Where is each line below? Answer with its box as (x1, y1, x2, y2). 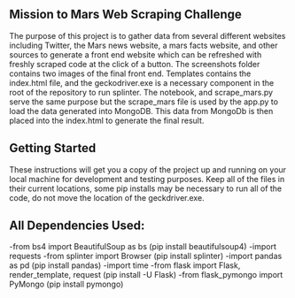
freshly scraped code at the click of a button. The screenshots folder (9, 58, 260, 69)
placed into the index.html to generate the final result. (9, 115, 205, 126)
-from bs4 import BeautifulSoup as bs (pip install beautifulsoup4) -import (9, 241, 277, 252)
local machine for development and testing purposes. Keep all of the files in (9, 173, 285, 184)
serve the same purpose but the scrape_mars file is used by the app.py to (9, 96, 279, 107)
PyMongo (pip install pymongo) (9, 279, 124, 290)
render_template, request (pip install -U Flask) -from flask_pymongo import (9, 270, 283, 280)
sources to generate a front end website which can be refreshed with (9, 49, 262, 60)
